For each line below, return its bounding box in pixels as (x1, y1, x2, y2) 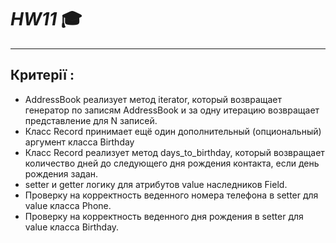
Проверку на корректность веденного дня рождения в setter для (24, 210, 304, 222)
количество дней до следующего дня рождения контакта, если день (24, 157, 320, 169)
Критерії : (10, 67, 75, 84)
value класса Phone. (24, 199, 112, 211)
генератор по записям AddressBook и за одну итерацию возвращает (24, 104, 320, 116)
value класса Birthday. (24, 221, 120, 233)
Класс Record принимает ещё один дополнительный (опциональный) (24, 125, 322, 137)
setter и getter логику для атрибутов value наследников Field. (24, 178, 288, 190)
